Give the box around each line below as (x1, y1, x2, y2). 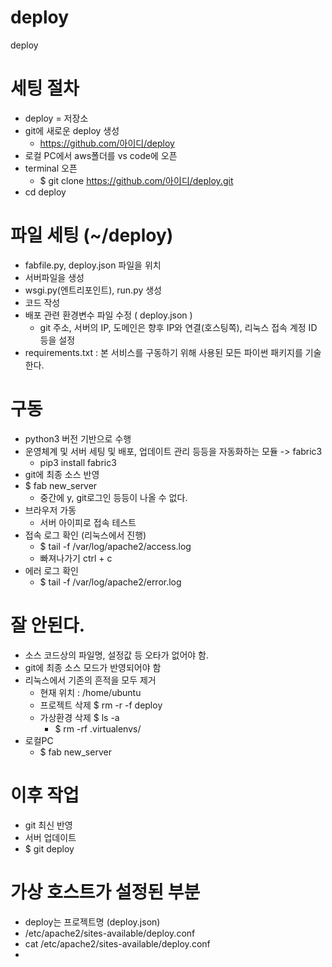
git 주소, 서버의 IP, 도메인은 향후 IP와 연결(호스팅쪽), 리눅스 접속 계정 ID (39, 321, 318, 333)
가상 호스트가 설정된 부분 (10, 881, 201, 903)
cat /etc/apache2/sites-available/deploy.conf (24, 937, 211, 950)
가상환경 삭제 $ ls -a (39, 711, 120, 723)
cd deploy (24, 186, 67, 198)
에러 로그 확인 (24, 564, 79, 576)
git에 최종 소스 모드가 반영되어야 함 (24, 661, 162, 673)
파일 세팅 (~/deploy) (10, 224, 174, 247)
